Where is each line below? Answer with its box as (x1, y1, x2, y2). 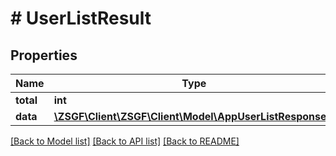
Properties (10, 47, 78, 64)
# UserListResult (10, 7, 152, 30)
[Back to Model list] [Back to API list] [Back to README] (10, 135, 240, 147)
